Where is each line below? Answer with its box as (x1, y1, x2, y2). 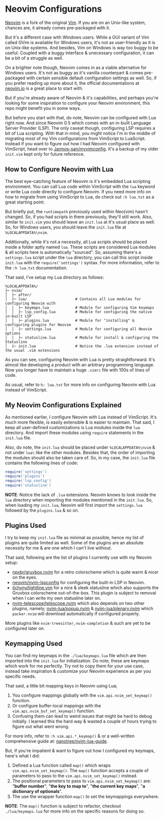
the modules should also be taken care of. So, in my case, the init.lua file (5, 455, 156, 460)
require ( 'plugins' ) (5, 474, 45, 479)
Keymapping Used (5, 639, 63, 648)
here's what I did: (5, 752, 40, 759)
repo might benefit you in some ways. (5, 105, 81, 111)
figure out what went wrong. (12, 723, 70, 729)
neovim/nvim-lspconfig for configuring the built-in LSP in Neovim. (12, 579, 145, 585)
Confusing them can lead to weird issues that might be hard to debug (12, 713, 152, 719)
